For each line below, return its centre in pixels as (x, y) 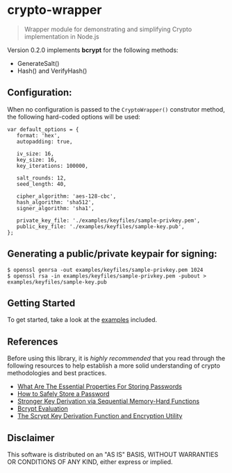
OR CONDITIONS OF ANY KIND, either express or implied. (90, 462)
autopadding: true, (44, 141)
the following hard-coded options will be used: (74, 117)
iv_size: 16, (35, 154)
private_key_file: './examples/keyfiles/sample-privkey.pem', (108, 221)
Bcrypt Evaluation (42, 409)
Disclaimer (31, 438)
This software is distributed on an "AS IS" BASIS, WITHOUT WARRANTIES (113, 454)
